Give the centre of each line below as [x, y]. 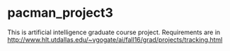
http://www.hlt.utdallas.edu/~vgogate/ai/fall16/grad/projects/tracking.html [115, 39]
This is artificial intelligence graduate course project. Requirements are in [114, 32]
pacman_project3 [60, 13]
